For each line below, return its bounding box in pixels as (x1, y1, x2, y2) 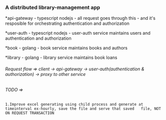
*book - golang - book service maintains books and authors (5, 45, 128, 51)
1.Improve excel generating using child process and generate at (5, 102, 143, 107)
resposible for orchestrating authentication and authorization (5, 20, 130, 26)
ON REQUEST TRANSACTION (5, 111, 55, 116)
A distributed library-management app (5, 4, 100, 11)
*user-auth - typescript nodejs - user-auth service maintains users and (5, 30, 151, 36)
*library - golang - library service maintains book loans (5, 55, 118, 60)
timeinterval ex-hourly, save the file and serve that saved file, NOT (5, 106, 162, 112)
